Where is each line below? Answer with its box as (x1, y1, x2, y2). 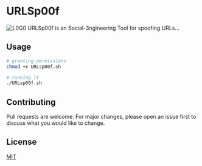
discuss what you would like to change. (6, 119, 105, 127)
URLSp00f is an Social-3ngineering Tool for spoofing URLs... (27, 24, 180, 32)
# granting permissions (6, 58, 67, 64)
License (6, 137, 37, 147)
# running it (6, 75, 40, 81)
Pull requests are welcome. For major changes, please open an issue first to (6, 113, 197, 121)
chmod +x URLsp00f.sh (6, 64, 61, 70)
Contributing (6, 97, 56, 107)
